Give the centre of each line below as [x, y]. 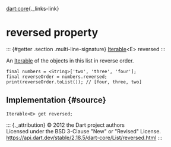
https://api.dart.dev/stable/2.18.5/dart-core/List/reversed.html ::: [84, 137]
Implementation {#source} [56, 100]
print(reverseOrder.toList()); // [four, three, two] [74, 82]
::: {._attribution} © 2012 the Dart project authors [65, 125]
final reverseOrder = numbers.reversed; [57, 77]
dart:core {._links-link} [33, 9]
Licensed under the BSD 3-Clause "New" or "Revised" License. [84, 131]
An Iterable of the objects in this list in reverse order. [70, 60]
